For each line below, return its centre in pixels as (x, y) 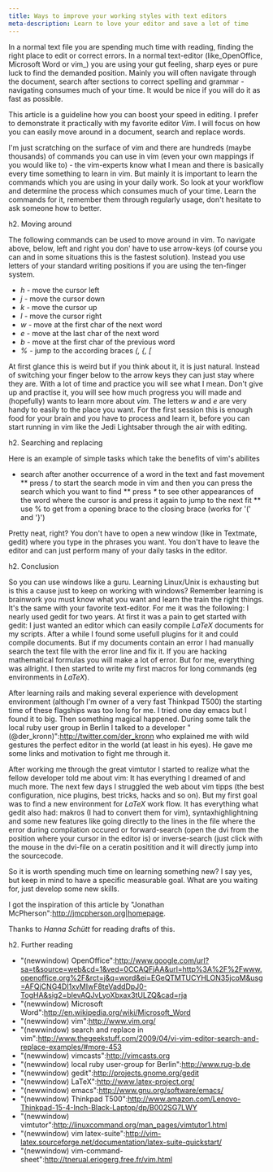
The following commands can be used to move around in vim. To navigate (132, 239)
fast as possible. (36, 98)
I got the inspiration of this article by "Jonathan (87, 904)
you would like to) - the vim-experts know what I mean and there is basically (136, 164)
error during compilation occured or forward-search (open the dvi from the (134, 829)
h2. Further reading (41, 944)
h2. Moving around (40, 224)
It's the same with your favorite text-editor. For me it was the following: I (129, 608)
